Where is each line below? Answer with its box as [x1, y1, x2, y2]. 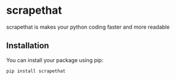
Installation [6, 41, 49, 51]
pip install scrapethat [6, 68, 66, 74]
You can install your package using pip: [6, 56, 104, 63]
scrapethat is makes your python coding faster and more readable [6, 23, 170, 30]
